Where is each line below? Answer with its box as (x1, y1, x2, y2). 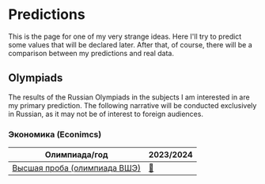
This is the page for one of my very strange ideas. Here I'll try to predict (8, 32, 242, 41)
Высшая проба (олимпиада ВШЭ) (12, 163, 141, 174)
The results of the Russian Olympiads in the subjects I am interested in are (8, 92, 251, 102)
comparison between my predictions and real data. (8, 48, 174, 58)
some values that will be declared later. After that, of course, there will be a (8, 39, 253, 49)
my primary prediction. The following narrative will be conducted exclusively (8, 100, 257, 110)
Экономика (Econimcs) (8, 129, 102, 140)
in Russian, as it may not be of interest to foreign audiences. (8, 109, 204, 118)
